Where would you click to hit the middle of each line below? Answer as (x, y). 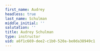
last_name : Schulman (26, 18)
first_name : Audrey (25, 9)
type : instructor (23, 37)
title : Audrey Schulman (29, 32)
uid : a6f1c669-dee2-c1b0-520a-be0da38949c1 (50, 41)
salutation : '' (21, 28)
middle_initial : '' (25, 23)
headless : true (21, 14)
